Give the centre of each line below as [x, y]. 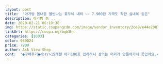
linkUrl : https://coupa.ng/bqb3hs [40, 32]
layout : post [18, 9]
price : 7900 [17, 45]
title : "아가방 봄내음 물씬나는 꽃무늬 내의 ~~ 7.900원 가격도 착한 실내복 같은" [78, 14]
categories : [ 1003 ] [25, 37]
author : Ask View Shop [28, 50]
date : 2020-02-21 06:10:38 [32, 23]
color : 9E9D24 [19, 41]
